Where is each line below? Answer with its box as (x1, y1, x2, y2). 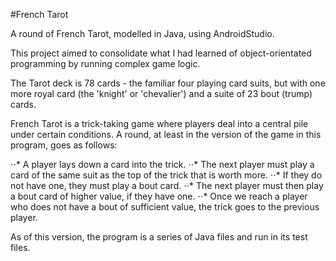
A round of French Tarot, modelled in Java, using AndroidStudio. (10, 28, 275, 39)
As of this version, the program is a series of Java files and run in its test (10, 231, 308, 243)
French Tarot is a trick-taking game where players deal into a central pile (10, 118, 309, 129)
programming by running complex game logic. (10, 58, 201, 69)
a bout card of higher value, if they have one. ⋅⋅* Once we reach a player (10, 190, 308, 202)
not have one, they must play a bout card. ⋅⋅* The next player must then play (10, 180, 324, 191)
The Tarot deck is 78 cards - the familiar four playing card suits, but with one (10, 77, 326, 89)
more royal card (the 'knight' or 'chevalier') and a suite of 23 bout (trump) (10, 88, 313, 99)
